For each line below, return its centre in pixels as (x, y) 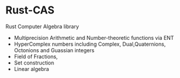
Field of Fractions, (36, 56)
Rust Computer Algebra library (43, 26)
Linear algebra (31, 69)
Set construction (34, 63)
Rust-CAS (30, 10)
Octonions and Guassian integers (54, 50)
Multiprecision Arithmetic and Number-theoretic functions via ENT (94, 38)
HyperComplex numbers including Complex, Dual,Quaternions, (90, 44)
